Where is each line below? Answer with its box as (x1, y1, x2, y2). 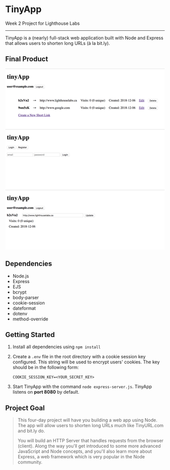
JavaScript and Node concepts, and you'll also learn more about (17, 448, 152, 454)
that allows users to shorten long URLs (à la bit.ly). (5, 40, 110, 46)
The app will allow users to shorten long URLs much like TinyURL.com (17, 422, 164, 429)
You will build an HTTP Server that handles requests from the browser (17, 438, 163, 444)
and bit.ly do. (17, 428, 46, 434)
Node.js (12, 273, 29, 279)
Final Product (5, 55, 48, 64)
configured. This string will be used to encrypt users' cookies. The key (12, 359, 160, 365)
